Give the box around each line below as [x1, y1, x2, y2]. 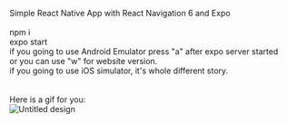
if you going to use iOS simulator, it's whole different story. [9, 65, 229, 76]
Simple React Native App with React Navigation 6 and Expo [9, 8, 231, 18]
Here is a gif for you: [9, 94, 86, 105]
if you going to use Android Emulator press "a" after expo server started [9, 46, 279, 57]
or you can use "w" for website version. [9, 56, 158, 66]
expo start [9, 36, 48, 47]
